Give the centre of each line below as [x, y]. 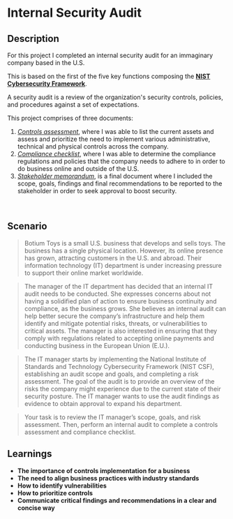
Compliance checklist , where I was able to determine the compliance [116, 154]
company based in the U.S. [46, 63]
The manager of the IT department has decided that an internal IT [119, 286]
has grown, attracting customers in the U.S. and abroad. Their [113, 258]
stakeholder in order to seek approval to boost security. [97, 191]
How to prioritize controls [55, 492]
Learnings [30, 454]
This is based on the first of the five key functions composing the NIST [109, 76]
